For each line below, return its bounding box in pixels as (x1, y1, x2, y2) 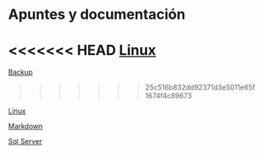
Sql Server (8, 137, 43, 146)
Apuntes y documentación (8, 5, 186, 24)
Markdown (8, 122, 43, 131)
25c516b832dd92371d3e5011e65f (145, 82, 256, 92)
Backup (8, 68, 33, 77)
